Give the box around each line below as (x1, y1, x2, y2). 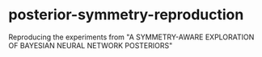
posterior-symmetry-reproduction (8, 6, 244, 24)
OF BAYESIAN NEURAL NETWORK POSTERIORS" (8, 40, 173, 50)
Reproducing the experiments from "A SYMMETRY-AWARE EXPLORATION (8, 32, 255, 42)
